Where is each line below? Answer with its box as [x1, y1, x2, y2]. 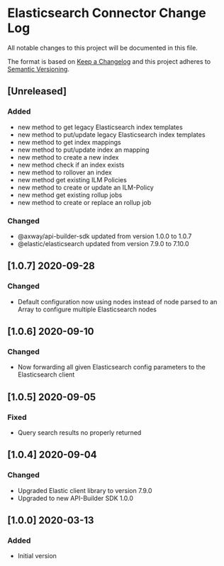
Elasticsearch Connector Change [7, 5, 207, 21]
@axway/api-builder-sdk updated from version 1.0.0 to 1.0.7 [17, 232, 192, 240]
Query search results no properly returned [17, 428, 142, 437]
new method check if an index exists [17, 160, 125, 169]
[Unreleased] [7, 85, 67, 97]
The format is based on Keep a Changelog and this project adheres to [7, 57, 211, 65]
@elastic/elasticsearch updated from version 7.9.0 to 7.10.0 [17, 239, 189, 248]
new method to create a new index [17, 152, 119, 161]
